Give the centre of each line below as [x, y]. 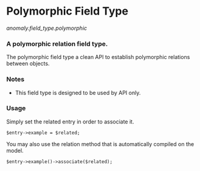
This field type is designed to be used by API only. [78, 92]
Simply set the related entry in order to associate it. [70, 121]
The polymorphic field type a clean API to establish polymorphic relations [98, 57]
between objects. [28, 64]
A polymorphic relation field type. [57, 44]
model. [15, 150]
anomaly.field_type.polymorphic [47, 28]
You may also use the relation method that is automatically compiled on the [100, 144]
